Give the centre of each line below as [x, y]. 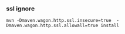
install [110, 26]
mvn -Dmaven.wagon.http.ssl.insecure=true [59, 21]
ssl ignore [21, 9]
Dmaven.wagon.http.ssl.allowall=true [52, 26]
